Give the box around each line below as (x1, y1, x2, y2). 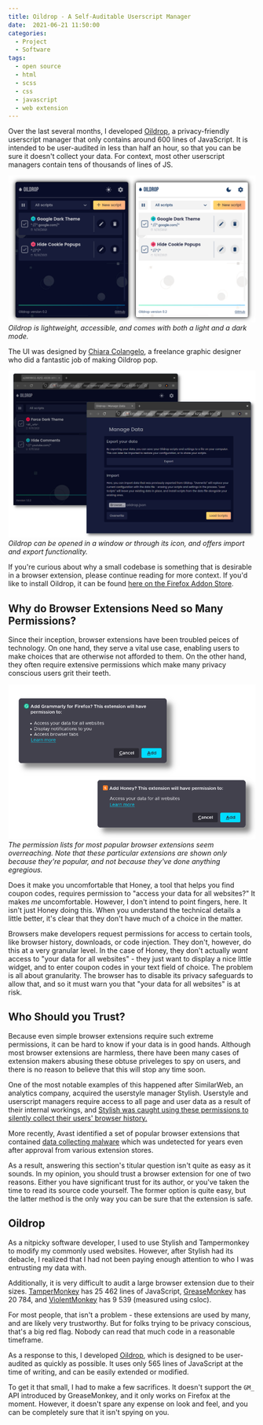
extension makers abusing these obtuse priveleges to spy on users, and (8, 1056, 241, 1065)
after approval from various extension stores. (8, 1145, 154, 1154)
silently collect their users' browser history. (8, 1113, 148, 1123)
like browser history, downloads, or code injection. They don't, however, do (8, 937, 252, 947)
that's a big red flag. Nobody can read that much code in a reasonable (8, 1327, 236, 1336)
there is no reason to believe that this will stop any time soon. (8, 1065, 206, 1074)
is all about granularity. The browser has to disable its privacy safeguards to (8, 970, 254, 980)
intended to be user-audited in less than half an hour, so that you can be (8, 143, 242, 153)
